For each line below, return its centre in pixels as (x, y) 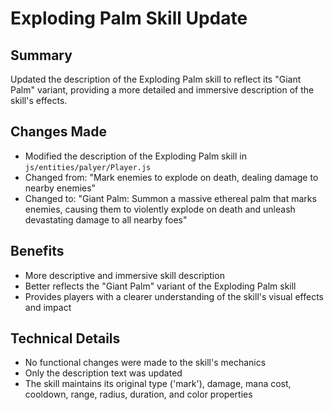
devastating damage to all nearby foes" (106, 219)
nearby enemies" (60, 188)
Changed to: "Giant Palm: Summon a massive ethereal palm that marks (170, 198)
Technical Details (65, 338)
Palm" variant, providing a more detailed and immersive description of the (162, 90)
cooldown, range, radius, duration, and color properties (138, 394)
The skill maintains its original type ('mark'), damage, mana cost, (158, 384)
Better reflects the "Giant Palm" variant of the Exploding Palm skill (160, 286)
